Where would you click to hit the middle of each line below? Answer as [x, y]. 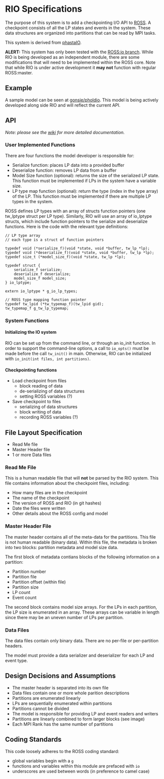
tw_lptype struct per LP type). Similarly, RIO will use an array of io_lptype [79, 216]
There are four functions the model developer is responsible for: [70, 156]
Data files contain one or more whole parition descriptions [71, 693]
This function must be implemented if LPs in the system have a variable [84, 181]
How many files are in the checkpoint [50, 493]
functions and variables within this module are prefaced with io [76, 766]
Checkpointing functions [31, 370]
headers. [14, 646]
